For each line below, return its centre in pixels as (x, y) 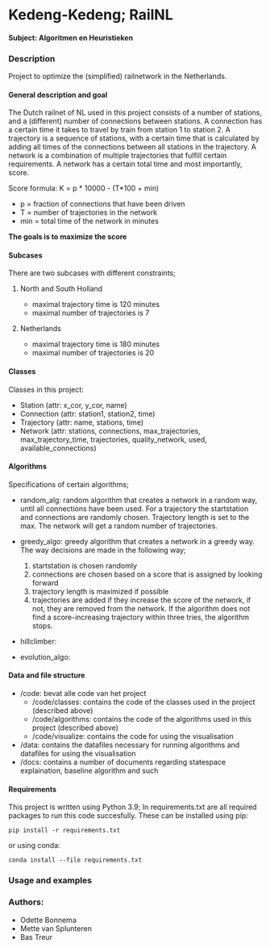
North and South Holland (61, 289)
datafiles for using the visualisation (78, 753)
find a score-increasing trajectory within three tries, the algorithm (141, 617)
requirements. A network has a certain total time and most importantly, (126, 164)
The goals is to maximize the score (68, 237)
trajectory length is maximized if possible (100, 591)
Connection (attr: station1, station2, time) (87, 413)
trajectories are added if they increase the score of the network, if (141, 600)
